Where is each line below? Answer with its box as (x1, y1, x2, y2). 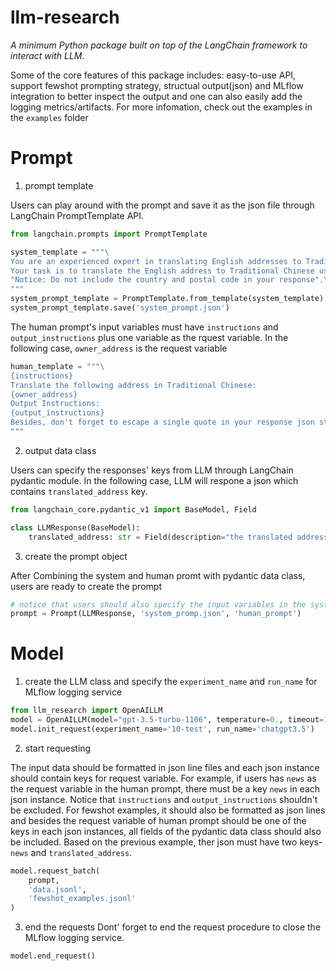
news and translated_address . (10, 846, 133, 858)
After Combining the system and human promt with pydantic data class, (10, 569, 306, 581)
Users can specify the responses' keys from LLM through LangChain (10, 464, 294, 476)
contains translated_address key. (10, 485, 148, 497)
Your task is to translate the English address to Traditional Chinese (10, 266, 315, 276)
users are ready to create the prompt (10, 580, 162, 592)
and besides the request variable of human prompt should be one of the (10, 814, 307, 826)
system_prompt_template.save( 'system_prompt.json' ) (10, 303, 230, 313)
